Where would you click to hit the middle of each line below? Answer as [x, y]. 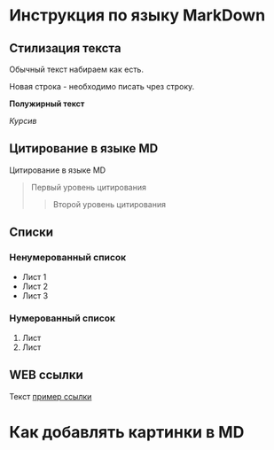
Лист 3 [35, 295]
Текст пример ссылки [51, 396]
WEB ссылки [47, 375]
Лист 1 [34, 276]
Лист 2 [35, 286]
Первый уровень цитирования [88, 187]
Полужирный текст [47, 104]
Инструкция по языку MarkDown [137, 16]
